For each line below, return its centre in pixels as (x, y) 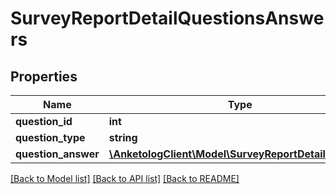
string (123, 137)
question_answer (57, 154)
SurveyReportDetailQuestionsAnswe (167, 18)
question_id (44, 121)
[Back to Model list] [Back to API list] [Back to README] (125, 178)
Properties (44, 76)
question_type (50, 137)
